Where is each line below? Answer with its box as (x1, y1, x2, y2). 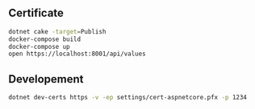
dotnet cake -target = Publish (8, 27, 107, 35)
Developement (8, 72, 84, 86)
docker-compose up (8, 42, 70, 50)
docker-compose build (8, 35, 82, 43)
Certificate (8, 6, 65, 20)
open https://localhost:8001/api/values (8, 50, 147, 59)
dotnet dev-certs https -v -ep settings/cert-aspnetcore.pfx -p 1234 (8, 94, 248, 102)
